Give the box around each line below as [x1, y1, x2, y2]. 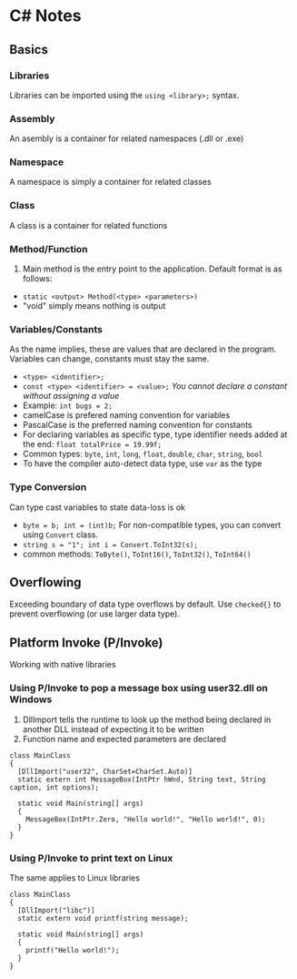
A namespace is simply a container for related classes [9, 177, 212, 188]
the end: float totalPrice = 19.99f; [22, 439, 162, 450]
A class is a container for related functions [9, 219, 168, 230]
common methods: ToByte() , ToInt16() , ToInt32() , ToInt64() [22, 548, 252, 559]
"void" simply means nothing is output [22, 301, 166, 311]
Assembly [9, 112, 55, 125]
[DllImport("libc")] [17, 905, 95, 915]
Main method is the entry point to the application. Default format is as [22, 263, 283, 274]
